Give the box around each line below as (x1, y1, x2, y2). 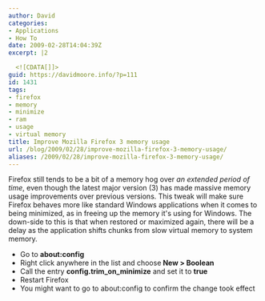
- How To (8, 34, 38, 42)
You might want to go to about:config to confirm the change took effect (19, 283, 255, 293)
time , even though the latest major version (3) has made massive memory (8, 183, 251, 193)
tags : (8, 86, 26, 94)
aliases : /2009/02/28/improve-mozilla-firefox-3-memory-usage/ (8, 153, 224, 161)
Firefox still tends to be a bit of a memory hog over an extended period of (8, 175, 251, 184)
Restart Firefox (19, 275, 70, 285)
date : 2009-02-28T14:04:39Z (8, 42, 102, 50)
